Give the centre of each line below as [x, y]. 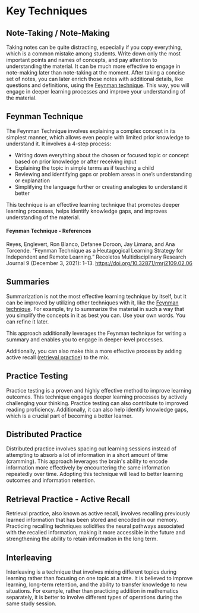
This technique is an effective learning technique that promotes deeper [93, 204]
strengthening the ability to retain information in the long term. [82, 539]
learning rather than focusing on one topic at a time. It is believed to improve [99, 578]
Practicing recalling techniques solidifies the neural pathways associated [95, 526]
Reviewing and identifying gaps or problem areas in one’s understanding [103, 174]
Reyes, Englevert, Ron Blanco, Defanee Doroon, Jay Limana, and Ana [91, 244]
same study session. [31, 603]
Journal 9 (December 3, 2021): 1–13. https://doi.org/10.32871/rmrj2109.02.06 [99, 263]
